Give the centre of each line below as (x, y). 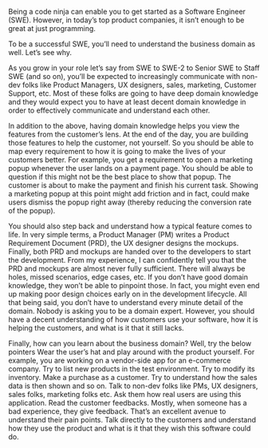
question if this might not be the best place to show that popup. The (120, 176)
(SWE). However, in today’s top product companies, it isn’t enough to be (126, 20)
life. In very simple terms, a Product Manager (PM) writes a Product (119, 234)
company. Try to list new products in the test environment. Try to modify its (132, 369)
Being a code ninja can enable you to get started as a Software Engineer (127, 12)
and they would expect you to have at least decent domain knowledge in (127, 102)
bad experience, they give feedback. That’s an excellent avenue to (117, 411)
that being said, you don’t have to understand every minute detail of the (126, 302)
